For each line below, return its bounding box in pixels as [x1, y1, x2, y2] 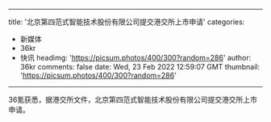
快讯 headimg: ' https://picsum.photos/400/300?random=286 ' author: [19, 53, 252, 62]
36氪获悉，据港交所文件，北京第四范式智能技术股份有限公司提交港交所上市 [8, 95, 258, 104]
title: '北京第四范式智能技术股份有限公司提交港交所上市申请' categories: [8, 17, 245, 27]
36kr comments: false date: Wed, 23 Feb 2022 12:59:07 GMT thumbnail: [19, 62, 261, 71]
